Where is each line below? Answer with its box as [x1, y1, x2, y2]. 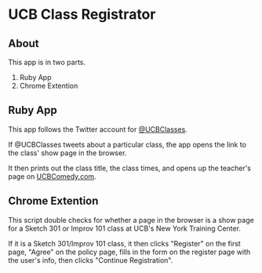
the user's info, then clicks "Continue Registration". [8, 255, 173, 264]
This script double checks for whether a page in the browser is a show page [8, 215, 255, 224]
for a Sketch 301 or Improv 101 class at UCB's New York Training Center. [8, 224, 242, 233]
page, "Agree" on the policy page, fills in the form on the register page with [8, 247, 251, 257]
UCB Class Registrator [8, 5, 156, 24]
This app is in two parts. [8, 57, 86, 67]
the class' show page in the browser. [8, 147, 127, 158]
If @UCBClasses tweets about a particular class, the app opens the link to [8, 140, 247, 149]
